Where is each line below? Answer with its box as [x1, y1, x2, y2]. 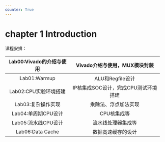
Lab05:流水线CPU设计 [11, 119, 63, 126]
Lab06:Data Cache [15, 128, 59, 135]
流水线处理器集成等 [92, 119, 137, 126]
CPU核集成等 [100, 110, 130, 117]
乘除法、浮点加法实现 [90, 101, 140, 108]
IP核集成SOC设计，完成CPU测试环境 [72, 84, 157, 91]
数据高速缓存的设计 [92, 128, 137, 135]
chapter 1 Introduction [5, 28, 97, 39]
